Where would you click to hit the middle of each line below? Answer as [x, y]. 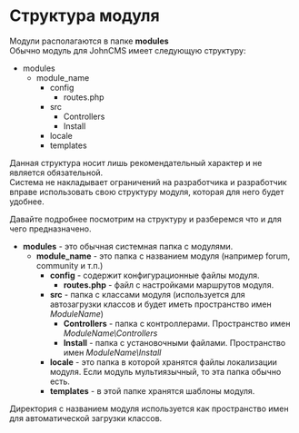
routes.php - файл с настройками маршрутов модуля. [169, 285]
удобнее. [27, 202]
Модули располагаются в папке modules [90, 41]
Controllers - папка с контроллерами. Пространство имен [177, 323]
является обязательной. [56, 172]
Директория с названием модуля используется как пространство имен [149, 408]
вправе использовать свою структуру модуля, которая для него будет [147, 192]
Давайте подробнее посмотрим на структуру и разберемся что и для [145, 219]
